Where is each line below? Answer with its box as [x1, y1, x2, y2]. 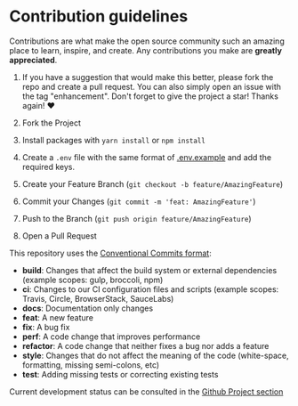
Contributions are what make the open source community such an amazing [9, 36, 285, 46]
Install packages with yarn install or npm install [21, 134, 206, 145]
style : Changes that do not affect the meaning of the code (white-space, [21, 350, 289, 361]
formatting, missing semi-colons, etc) [21, 359, 160, 370]
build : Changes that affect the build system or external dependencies [21, 264, 278, 275]
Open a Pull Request [21, 230, 98, 241]
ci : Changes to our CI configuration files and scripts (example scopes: [21, 283, 279, 295]
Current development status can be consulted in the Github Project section [9, 386, 284, 397]
